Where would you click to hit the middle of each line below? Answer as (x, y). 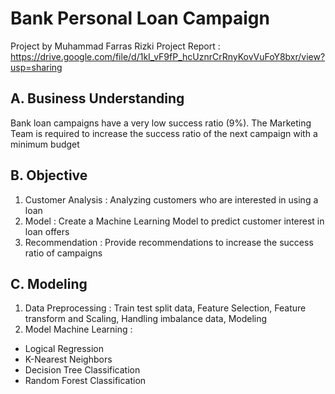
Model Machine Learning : (78, 329)
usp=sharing (36, 67)
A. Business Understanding (97, 98)
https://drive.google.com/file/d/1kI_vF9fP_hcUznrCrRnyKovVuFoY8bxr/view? (168, 56)
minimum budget (45, 144)
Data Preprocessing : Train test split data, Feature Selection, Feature (165, 308)
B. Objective (49, 175)
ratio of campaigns (63, 253)
